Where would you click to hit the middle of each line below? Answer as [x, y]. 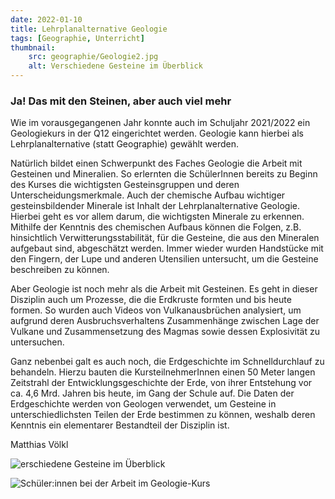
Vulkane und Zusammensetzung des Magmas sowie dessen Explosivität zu [165, 332]
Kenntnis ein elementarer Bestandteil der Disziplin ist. [120, 425]
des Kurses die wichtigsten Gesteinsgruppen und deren [125, 185]
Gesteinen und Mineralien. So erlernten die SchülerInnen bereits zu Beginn [164, 174]
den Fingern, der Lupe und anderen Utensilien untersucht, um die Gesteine [164, 259]
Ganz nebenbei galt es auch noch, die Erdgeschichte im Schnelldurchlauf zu [167, 362]
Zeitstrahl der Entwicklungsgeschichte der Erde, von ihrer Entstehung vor [161, 383]
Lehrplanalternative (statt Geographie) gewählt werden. [125, 144]
